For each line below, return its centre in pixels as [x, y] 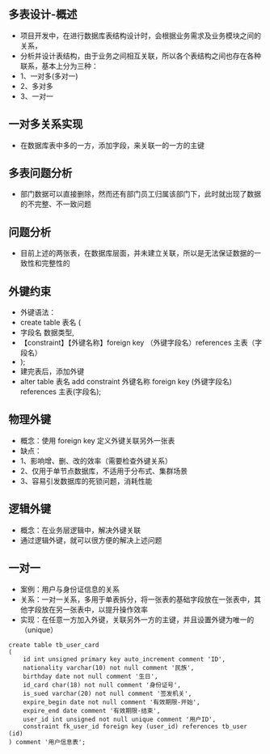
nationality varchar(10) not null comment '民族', [109, 667]
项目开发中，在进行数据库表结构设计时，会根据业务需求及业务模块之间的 [140, 36]
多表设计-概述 [43, 15]
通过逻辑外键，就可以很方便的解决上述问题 [91, 540]
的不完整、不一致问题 [55, 204]
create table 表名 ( [51, 323]
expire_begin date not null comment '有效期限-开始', [112, 702]
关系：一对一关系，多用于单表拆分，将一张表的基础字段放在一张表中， [137, 599]
